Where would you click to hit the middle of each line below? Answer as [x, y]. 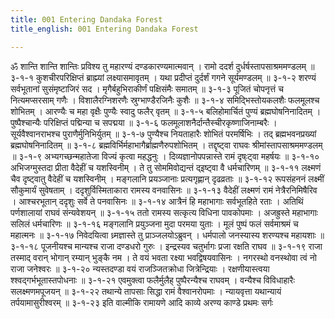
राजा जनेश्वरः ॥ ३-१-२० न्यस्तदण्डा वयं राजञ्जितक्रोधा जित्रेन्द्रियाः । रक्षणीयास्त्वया [140, 268]
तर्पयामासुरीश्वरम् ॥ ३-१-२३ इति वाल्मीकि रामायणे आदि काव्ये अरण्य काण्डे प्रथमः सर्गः [142, 302]
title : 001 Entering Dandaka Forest [86, 19]
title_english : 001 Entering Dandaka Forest [104, 29]
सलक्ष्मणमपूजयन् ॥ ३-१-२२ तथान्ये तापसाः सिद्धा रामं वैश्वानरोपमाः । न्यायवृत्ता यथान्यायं [146, 291]
